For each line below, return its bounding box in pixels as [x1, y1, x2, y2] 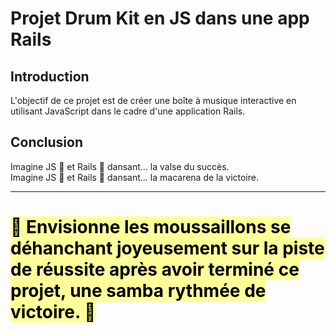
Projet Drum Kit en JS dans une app [10, 7, 310, 30]
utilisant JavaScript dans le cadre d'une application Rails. [10, 105, 246, 117]
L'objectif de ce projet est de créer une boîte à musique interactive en [10, 95, 297, 106]
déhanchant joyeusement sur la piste [10, 237, 325, 259]
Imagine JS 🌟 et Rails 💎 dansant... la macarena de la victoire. [10, 171, 259, 183]
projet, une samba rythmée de [10, 280, 267, 302]
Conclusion [10, 134, 84, 151]
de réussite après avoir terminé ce [10, 258, 300, 281]
